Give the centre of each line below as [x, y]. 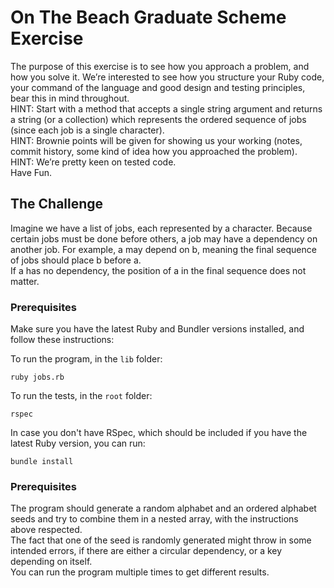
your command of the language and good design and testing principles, [158, 87]
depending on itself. [51, 562]
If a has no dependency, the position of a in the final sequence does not [158, 270]
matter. [25, 281]
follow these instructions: [62, 340]
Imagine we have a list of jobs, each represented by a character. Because [161, 228]
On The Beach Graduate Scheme [148, 17]
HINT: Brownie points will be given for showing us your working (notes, [156, 140]
